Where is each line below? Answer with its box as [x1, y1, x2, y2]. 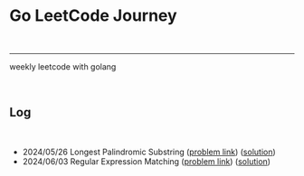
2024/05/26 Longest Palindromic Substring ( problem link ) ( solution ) [22, 146, 276, 157]
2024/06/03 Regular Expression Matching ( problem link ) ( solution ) [22, 155, 271, 167]
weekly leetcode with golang [9, 60, 117, 72]
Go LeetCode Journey [9, 5, 178, 26]
